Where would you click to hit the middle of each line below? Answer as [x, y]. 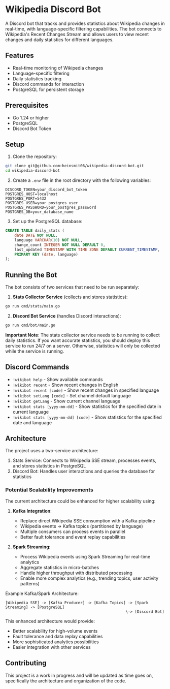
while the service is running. [35, 351]
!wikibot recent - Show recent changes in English [65, 385]
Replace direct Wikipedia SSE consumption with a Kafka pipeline [88, 521]
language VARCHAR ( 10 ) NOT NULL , [48, 240]
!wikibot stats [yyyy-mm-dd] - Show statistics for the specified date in [87, 406]
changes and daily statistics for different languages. [60, 40]
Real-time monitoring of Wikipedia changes [58, 68]
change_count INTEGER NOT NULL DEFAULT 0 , [60, 245]
